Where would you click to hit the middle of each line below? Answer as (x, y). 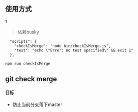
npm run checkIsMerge (28, 64)
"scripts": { (23, 41)
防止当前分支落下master (37, 104)
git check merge (31, 79)
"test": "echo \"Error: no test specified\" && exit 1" (74, 50)
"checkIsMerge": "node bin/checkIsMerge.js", (63, 46)
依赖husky (28, 32)
